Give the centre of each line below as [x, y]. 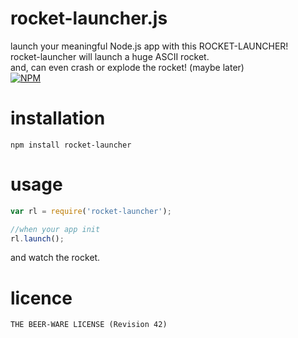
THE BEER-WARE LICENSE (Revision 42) [89, 325]
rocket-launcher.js [89, 18]
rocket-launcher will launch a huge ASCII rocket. [110, 56]
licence [41, 298]
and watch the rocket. [55, 258]
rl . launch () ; [37, 238]
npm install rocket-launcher [71, 145]
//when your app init [55, 229]
